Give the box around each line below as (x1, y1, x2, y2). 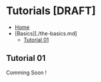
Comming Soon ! (6, 69, 47, 76)
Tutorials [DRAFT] (6, 4, 96, 18)
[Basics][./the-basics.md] (14, 29, 77, 37)
